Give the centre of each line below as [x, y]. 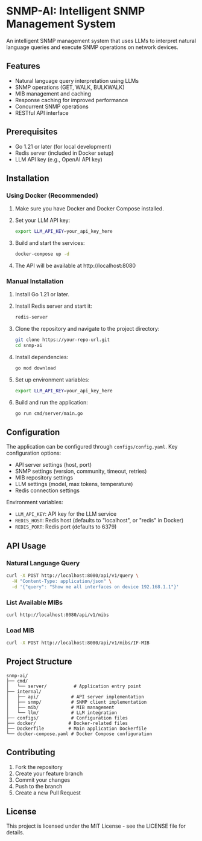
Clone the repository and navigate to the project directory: [87, 329]
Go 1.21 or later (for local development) [63, 146]
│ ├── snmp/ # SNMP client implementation [77, 702]
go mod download [35, 368]
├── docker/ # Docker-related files [67, 723]
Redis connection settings [47, 490]
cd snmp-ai [29, 346]
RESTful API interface [42, 112]
